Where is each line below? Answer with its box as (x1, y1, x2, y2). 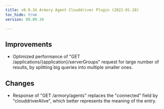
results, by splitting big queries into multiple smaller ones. (12, 64, 133, 70)
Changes (5, 79, 34, 88)
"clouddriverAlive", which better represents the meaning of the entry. (12, 98, 157, 104)
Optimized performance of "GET (12, 54, 80, 60)
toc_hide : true (5, 12, 37, 17)
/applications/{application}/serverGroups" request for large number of (12, 59, 159, 65)
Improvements (5, 40, 52, 49)
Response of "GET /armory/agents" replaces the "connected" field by (12, 92, 158, 98)
